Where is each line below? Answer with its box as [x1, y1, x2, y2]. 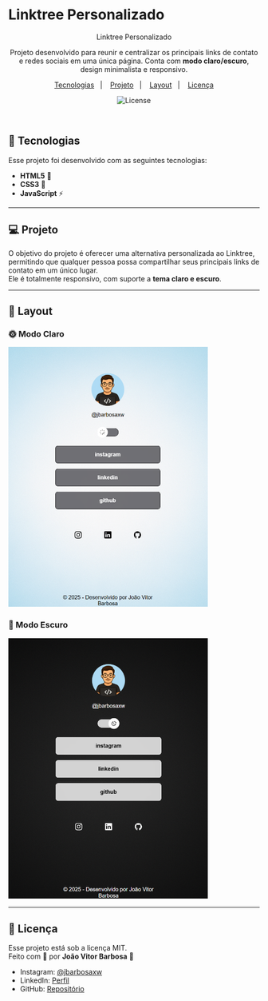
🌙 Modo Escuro [8, 620, 69, 631]
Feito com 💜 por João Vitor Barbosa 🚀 [8, 951, 134, 961]
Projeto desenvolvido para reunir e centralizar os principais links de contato [10, 47, 258, 57]
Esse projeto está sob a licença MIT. [8, 943, 128, 953]
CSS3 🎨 [19, 179, 46, 189]
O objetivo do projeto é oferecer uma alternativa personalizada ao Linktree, [8, 248, 255, 257]
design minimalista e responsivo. [80, 64, 188, 74]
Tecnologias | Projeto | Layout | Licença [54, 80, 214, 90]
